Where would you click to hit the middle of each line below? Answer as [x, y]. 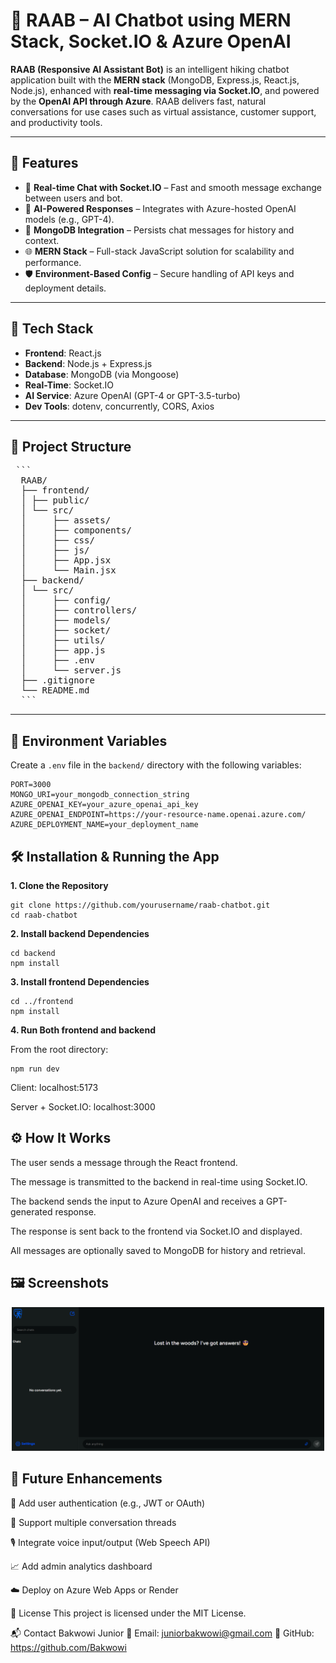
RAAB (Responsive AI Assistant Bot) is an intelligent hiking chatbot [150, 69]
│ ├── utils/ [63, 640]
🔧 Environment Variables [89, 740]
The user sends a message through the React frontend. [124, 1162]
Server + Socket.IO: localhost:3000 [83, 1107]
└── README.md [55, 690]
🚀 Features [44, 163]
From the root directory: [59, 1049]
